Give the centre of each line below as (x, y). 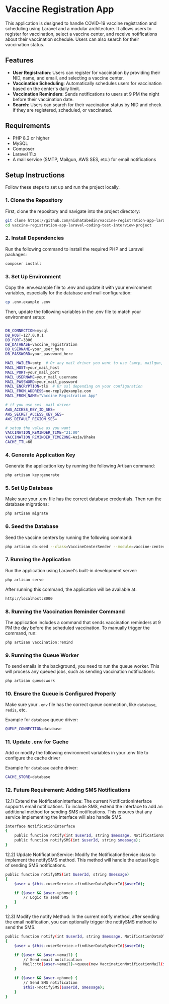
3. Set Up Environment (33, 276)
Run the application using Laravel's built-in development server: (71, 570)
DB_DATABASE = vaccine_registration (41, 345)
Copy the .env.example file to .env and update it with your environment (78, 287)
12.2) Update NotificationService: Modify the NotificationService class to (80, 855)
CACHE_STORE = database (28, 777)
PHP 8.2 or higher (31, 138)
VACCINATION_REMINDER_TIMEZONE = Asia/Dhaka (50, 437)
